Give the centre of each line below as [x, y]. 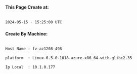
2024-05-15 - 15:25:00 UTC [34, 22]
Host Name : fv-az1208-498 [34, 49]
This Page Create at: [27, 7]
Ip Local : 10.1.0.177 [30, 67]
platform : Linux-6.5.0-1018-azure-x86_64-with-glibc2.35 [69, 58]
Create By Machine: [27, 33]
